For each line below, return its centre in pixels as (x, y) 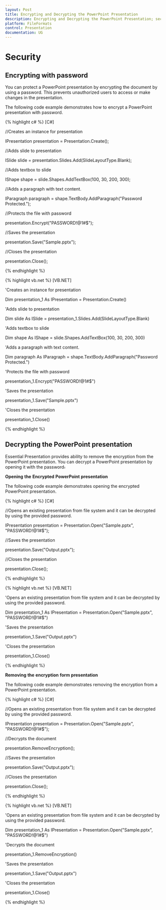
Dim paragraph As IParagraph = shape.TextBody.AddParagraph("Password (82, 357)
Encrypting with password (46, 75)
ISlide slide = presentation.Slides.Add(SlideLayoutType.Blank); (68, 160)
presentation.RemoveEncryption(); (40, 748)
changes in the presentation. (34, 98)
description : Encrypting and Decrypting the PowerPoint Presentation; (79, 19)
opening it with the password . (35, 467)
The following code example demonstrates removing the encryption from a (81, 684)
